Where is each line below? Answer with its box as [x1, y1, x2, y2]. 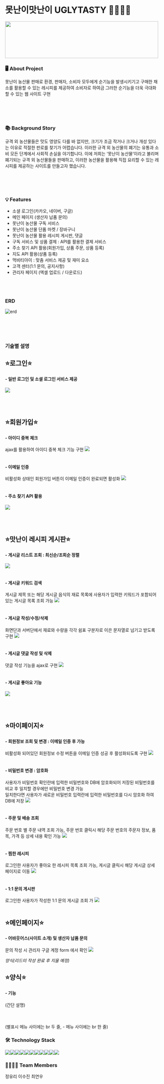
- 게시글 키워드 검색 [5, 580, 42, 586]
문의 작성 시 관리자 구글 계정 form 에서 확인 [5, 947, 88, 953]
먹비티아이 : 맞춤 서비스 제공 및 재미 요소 [12, 257, 90, 263]
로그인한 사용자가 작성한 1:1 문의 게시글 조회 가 [5, 898, 94, 903]
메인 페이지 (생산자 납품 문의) [12, 214, 68, 220]
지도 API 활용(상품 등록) [12, 251, 58, 257]
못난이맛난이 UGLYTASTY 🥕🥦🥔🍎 [5, 4, 131, 16]
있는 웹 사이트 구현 [15, 91, 51, 97]
